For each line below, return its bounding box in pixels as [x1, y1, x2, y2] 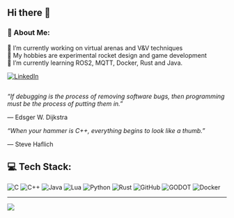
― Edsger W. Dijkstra [7, 113, 68, 122]
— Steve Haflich [7, 140, 54, 148]
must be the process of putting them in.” [7, 100, 123, 108]
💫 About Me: [7, 28, 50, 38]
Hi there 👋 [7, 7, 51, 19]
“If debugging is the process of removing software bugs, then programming [7, 92, 225, 101]
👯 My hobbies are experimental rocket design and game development [7, 51, 207, 59]
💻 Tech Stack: [7, 161, 72, 173]
